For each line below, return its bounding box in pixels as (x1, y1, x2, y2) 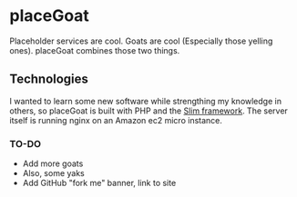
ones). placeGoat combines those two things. (9, 44, 180, 55)
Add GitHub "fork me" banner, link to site (22, 178, 177, 189)
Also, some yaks (22, 168, 85, 179)
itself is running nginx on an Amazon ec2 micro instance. (9, 114, 223, 125)
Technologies (9, 72, 89, 87)
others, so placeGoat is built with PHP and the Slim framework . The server (9, 105, 289, 116)
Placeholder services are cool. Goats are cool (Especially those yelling (9, 35, 273, 46)
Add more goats (22, 158, 84, 169)
